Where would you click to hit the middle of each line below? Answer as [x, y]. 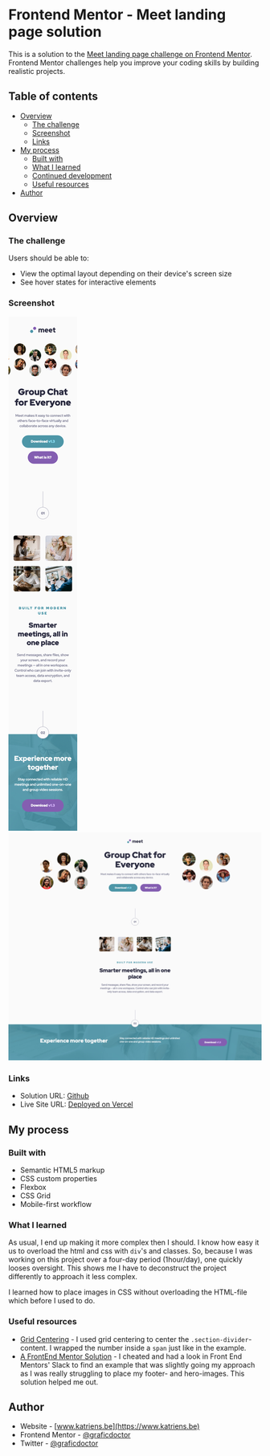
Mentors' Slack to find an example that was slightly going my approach [137, 1364]
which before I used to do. [52, 1301]
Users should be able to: [49, 258]
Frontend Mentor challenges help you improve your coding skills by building [134, 63]
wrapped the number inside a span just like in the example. [150, 1348]
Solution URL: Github [55, 1096]
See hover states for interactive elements [88, 282]
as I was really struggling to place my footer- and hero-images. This [132, 1373]
